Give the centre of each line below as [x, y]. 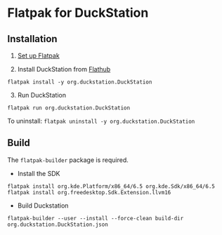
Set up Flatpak [38, 55]
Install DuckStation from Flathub [64, 69]
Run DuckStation [42, 95]
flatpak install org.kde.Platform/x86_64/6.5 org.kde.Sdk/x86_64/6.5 [111, 186]
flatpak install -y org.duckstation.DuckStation [80, 82]
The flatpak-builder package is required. [68, 160]
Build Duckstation [43, 206]
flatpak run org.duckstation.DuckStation [69, 108]
